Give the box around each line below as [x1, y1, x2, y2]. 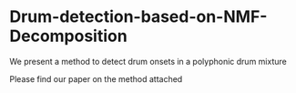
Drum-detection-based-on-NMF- [9, 6, 268, 27]
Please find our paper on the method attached [9, 73, 183, 84]
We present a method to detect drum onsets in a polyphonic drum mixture [9, 56, 287, 67]
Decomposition [9, 26, 128, 46]
